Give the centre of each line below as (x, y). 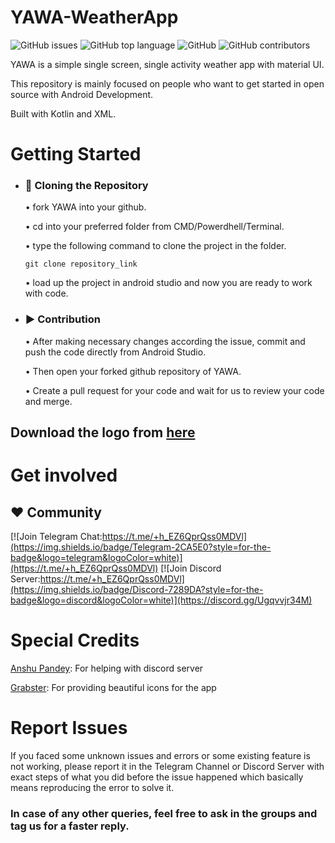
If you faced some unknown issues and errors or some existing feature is (160, 755)
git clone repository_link (81, 264)
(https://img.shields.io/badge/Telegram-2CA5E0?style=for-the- (141, 547)
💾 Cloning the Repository (86, 186)
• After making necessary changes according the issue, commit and (165, 341)
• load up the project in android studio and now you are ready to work (168, 283)
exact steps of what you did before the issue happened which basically (157, 777)
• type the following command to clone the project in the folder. (155, 246)
